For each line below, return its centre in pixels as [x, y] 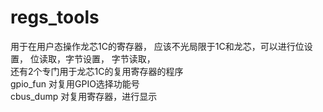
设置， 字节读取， [119, 58]
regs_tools [55, 17]
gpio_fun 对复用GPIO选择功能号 [75, 83]
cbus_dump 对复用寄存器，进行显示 [84, 96]
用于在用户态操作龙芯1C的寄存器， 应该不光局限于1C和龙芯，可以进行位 [157, 46]
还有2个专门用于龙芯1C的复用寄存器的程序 [97, 71]
